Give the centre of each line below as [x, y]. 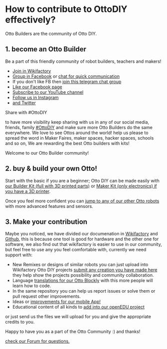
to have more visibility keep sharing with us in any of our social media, [77, 122]
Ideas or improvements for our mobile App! [57, 302]
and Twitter [24, 103]
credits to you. [20, 322]
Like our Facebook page [37, 87]
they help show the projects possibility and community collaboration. [83, 275]
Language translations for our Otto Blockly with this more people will [83, 281]
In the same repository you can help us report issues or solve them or [84, 291]
